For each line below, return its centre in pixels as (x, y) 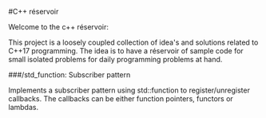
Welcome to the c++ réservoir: (59, 27)
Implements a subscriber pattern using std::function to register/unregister (129, 90)
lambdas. (23, 107)
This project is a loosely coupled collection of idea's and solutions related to (133, 42)
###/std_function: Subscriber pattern (69, 75)
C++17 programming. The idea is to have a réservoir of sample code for (126, 51)
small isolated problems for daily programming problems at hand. (115, 59)
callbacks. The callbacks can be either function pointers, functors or (121, 98)
